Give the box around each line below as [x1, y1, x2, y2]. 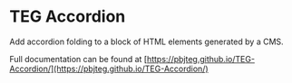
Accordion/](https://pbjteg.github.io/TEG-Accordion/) [9, 63, 209, 74]
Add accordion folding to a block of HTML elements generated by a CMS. [9, 36, 284, 47]
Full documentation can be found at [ [9, 53, 148, 64]
